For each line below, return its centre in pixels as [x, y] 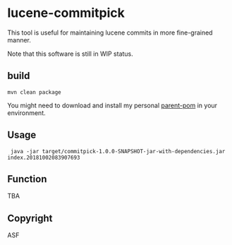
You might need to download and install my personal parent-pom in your [112, 105]
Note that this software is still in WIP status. [71, 54]
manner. [19, 40]
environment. [26, 113]
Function [27, 179]
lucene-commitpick [66, 13]
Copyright [30, 218]
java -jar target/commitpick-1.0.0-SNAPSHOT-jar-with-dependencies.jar [118, 151]
